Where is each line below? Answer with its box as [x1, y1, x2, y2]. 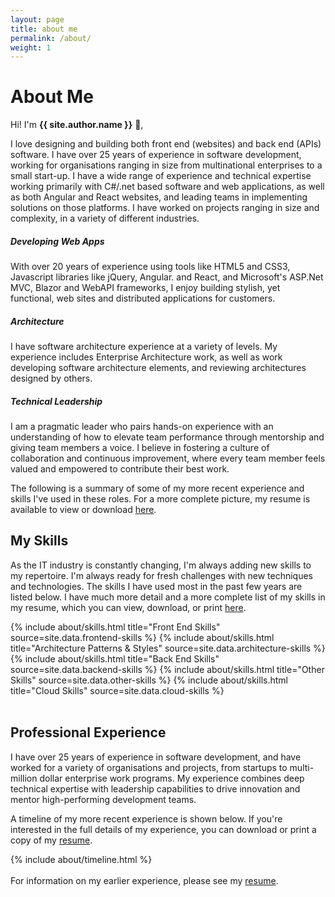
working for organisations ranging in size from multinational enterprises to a [10, 159, 323, 171]
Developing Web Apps [10, 235, 105, 247]
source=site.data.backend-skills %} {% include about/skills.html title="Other [10, 663, 325, 675]
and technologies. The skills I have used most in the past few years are [10, 580, 303, 592]
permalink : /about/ [10, 33, 92, 43]
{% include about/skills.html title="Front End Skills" [10, 621, 221, 633]
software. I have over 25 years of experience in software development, [10, 149, 302, 161]
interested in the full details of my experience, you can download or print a [10, 823, 317, 835]
